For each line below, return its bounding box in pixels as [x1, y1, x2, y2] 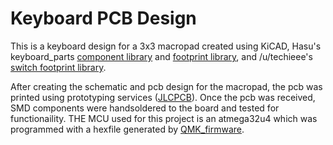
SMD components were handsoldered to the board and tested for [10, 102, 280, 114]
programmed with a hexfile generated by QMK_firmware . [10, 123, 245, 135]
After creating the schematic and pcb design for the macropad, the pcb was [10, 80, 323, 92]
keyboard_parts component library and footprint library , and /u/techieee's [10, 50, 313, 62]
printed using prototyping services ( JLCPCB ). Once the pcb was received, [10, 91, 316, 103]
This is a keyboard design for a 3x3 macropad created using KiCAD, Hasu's [10, 40, 322, 52]
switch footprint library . [10, 61, 107, 73]
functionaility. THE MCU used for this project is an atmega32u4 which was [10, 112, 318, 124]
